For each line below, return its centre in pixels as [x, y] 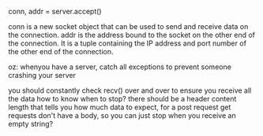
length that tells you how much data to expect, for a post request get [120, 107]
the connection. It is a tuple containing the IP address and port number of [128, 43]
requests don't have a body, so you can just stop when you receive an [122, 116]
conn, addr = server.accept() [55, 11]
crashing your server [42, 75]
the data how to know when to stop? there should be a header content [122, 99]
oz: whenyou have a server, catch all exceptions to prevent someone [120, 67]
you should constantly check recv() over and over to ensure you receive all [130, 90]
